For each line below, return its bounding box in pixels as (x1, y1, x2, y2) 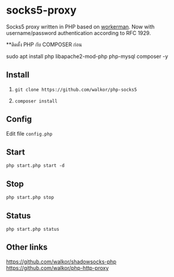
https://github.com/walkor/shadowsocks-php (6, 258, 117, 265)
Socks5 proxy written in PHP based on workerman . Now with (6, 23, 155, 30)
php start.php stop (6, 195, 54, 201)
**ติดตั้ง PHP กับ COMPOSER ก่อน (6, 41, 82, 48)
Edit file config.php (6, 130, 53, 137)
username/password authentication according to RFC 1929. (6, 29, 151, 36)
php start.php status (6, 226, 60, 232)
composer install (14, 98, 58, 104)
